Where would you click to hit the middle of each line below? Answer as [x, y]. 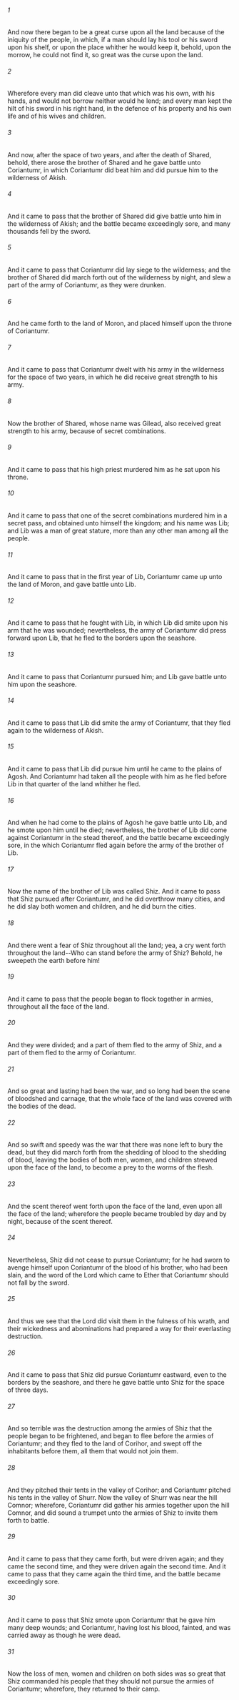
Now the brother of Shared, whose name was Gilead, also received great [114, 423]
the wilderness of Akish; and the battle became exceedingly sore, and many [119, 223]
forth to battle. [29, 1520]
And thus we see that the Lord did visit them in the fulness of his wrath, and [118, 1321]
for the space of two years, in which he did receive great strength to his [112, 377]
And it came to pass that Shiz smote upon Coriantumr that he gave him [111, 1620]
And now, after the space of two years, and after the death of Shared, [110, 154]
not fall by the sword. [39, 1283]
